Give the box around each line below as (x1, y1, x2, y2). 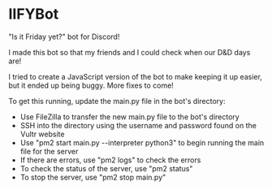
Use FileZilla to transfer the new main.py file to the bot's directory (19, 111, 240, 122)
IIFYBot (8, 5, 59, 24)
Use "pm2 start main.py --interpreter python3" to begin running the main (19, 137, 265, 147)
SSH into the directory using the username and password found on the (19, 120, 257, 130)
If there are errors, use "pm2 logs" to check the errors (19, 155, 201, 165)
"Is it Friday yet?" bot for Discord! (8, 32, 120, 41)
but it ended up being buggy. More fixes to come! (8, 80, 175, 90)
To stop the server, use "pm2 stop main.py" (19, 172, 166, 182)
